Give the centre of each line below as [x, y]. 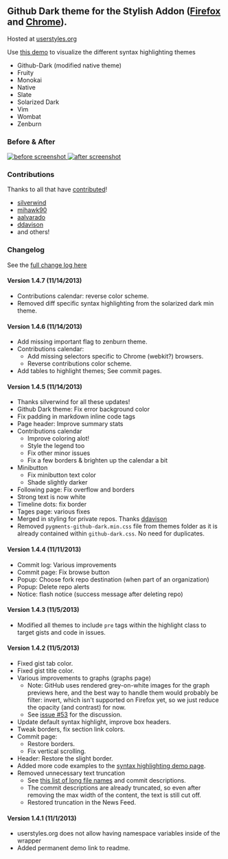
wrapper [29, 841]
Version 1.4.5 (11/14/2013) [45, 386]
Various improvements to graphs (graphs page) [84, 678]
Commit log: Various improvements [67, 564]
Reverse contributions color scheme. [79, 363]
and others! [33, 232]
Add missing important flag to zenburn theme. [82, 342]
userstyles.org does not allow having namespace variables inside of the [118, 834]
